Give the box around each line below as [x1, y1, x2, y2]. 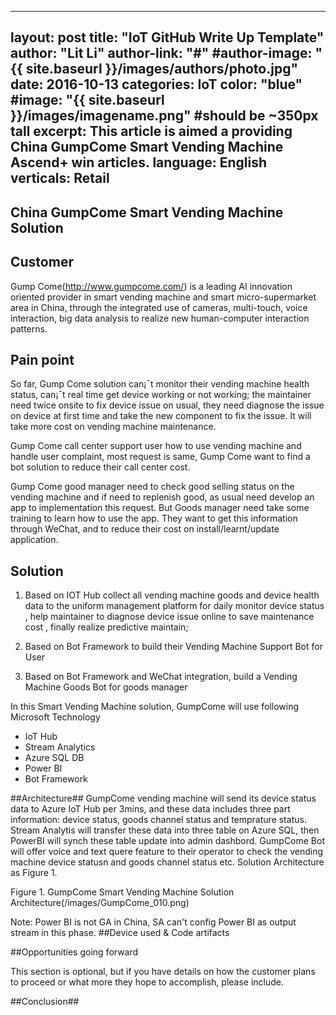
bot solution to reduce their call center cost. [10, 461, 191, 473]
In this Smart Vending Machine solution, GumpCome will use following [10, 701, 300, 713]
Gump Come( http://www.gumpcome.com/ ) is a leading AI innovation [10, 280, 293, 292]
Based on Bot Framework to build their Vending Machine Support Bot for [24, 641, 323, 653]
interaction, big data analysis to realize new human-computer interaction [10, 312, 310, 324]
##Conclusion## [10, 996, 80, 1008]
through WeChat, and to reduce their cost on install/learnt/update [10, 523, 280, 535]
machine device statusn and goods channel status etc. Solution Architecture [10, 856, 325, 868]
